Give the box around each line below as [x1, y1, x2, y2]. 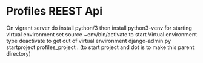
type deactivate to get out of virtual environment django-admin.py [6, 37, 171, 44]
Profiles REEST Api [6, 4, 103, 18]
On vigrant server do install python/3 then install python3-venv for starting [6, 24, 193, 31]
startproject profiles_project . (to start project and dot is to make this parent [6, 44, 195, 51]
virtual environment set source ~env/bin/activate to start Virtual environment [6, 30, 198, 38]
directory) [6, 50, 32, 57]
